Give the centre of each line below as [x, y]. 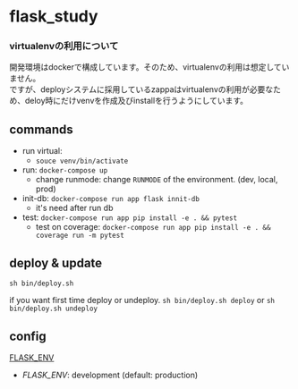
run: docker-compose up [65, 170]
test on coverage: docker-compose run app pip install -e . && [153, 227]
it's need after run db [74, 208]
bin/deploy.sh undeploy [54, 309]
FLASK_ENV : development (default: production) [110, 375]
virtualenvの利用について [64, 47]
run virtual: [42, 151]
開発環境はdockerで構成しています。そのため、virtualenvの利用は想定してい [149, 67]
